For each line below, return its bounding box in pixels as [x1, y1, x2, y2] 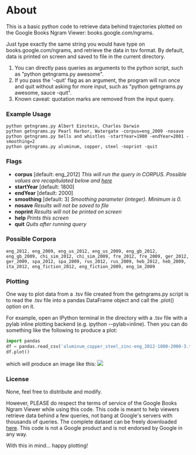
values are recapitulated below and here [14, 177, 113, 184]
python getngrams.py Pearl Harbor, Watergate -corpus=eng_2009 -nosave [6, 128, 184, 135]
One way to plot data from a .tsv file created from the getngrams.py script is [6, 290, 189, 297]
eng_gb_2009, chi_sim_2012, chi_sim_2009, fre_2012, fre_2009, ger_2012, [6, 253, 190, 259]
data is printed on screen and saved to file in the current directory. [6, 53, 165, 60]
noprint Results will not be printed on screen [14, 208, 122, 215]
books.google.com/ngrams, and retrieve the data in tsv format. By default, [6, 46, 184, 53]
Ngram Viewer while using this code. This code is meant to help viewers [6, 406, 180, 413]
